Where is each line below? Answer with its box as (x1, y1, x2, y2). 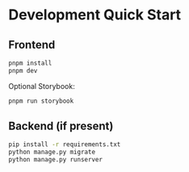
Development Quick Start (8, 6, 182, 24)
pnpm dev (8, 66, 38, 74)
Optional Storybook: (8, 81, 75, 90)
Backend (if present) (8, 120, 114, 133)
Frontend (8, 38, 56, 52)
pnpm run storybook (8, 97, 74, 105)
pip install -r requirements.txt (8, 141, 121, 149)
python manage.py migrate (8, 148, 95, 157)
